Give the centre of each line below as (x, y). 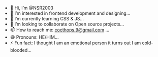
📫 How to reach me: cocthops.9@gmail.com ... (60, 30)
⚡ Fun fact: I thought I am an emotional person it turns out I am (75, 43)
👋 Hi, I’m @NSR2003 (31, 8)
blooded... (21, 50)
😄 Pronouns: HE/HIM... (35, 37)
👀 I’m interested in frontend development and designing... (70, 13)
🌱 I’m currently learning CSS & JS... (47, 19)
